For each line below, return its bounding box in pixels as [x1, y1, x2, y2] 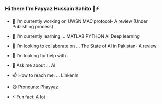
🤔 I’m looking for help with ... [12, 53, 71, 59]
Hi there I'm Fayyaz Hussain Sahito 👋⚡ [5, 5, 99, 12]
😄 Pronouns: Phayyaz [12, 84, 58, 90]
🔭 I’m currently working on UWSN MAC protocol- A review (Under [12, 18, 148, 24]
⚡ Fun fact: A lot [12, 94, 46, 100]
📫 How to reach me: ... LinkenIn [12, 72, 79, 78]
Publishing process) [12, 24, 54, 30]
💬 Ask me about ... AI [12, 62, 56, 68]
